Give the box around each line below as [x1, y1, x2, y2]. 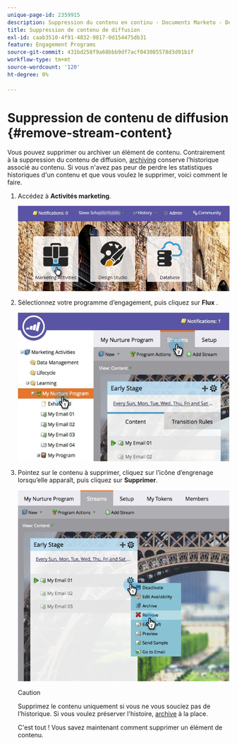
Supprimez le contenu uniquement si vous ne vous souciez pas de [17, 702, 211, 710]
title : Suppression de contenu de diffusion [7, 26, 140, 33]
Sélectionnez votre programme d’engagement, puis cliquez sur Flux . [17, 298, 219, 307]
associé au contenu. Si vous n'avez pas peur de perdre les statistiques [7, 163, 213, 172]
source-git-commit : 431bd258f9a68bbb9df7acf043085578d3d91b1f [7, 49, 194, 56]
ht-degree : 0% [7, 71, 49, 78]
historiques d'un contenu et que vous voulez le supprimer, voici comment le [7, 170, 228, 180]
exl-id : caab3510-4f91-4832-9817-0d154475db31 [7, 34, 147, 41]
